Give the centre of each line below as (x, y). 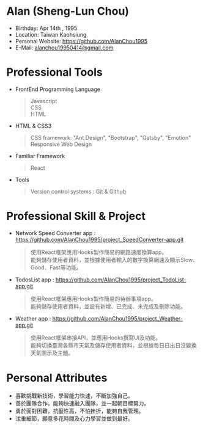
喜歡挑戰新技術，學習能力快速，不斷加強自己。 (74, 396)
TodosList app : (35, 280)
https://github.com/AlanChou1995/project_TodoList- (121, 280)
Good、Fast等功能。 (56, 267)
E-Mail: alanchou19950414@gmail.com (64, 48)
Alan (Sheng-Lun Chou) (68, 11)
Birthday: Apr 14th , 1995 (46, 28)
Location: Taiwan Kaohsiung (51, 34)
